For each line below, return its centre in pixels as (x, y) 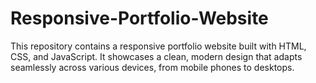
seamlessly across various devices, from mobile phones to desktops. (152, 67)
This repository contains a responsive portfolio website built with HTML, (158, 46)
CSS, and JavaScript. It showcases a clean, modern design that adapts (156, 56)
